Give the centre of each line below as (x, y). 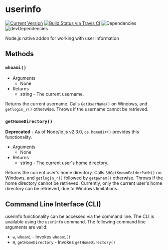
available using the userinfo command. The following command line (75, 221)
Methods (20, 54)
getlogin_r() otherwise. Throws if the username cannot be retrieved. (77, 109)
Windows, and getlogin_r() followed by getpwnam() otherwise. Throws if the (84, 178)
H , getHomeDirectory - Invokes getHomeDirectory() (64, 242)
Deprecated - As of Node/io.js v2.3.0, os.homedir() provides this (72, 132)
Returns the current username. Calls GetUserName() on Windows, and (76, 103)
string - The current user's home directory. (64, 163)
